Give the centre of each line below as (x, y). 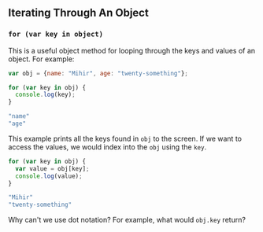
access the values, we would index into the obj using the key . (107, 147)
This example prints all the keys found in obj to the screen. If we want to (125, 138)
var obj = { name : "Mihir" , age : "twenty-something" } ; (98, 73)
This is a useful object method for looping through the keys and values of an (132, 50)
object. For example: (41, 59)
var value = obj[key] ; (52, 168)
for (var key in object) (56, 34)
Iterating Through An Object (79, 13)
